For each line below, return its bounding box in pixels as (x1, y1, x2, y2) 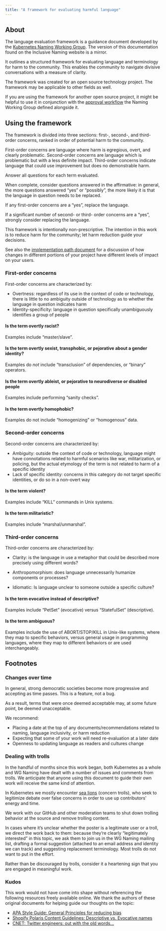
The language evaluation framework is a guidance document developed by (5, 39, 158, 45)
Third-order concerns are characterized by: (5, 545, 94, 551)
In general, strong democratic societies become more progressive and (5, 685, 149, 691)
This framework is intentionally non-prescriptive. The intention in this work (5, 227, 157, 233)
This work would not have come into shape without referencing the (5, 890, 142, 896)
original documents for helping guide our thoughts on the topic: (5, 900, 135, 906)
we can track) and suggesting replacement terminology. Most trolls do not (5, 846, 157, 852)
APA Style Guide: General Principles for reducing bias (12, 910, 122, 916)
